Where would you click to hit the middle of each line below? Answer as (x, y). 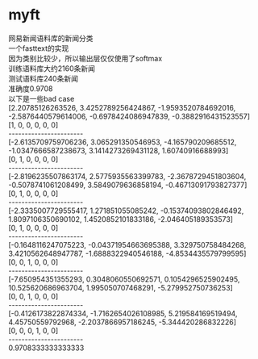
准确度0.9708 (31, 88)
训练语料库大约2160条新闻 (52, 68)
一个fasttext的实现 (39, 48)
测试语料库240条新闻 (44, 78)
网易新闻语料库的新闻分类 (51, 38)
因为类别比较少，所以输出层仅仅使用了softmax (85, 58)
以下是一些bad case (42, 98)
